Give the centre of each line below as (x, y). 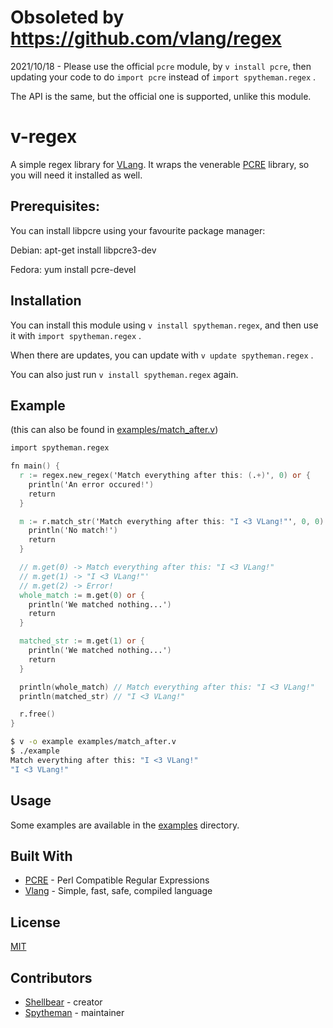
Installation (46, 301)
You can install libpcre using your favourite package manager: (138, 230)
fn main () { (35, 466)
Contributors (51, 977)
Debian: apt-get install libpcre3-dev (83, 250)
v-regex (44, 137)
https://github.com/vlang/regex (146, 38)
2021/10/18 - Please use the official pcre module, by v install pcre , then (161, 66)
